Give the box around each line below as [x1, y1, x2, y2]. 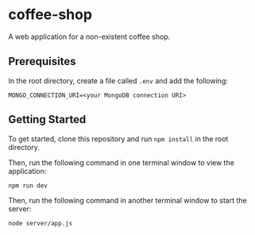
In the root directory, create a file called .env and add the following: [8, 75, 228, 85]
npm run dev [8, 181, 48, 190]
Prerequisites [8, 55, 76, 68]
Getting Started [8, 113, 87, 126]
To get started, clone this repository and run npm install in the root [8, 133, 229, 144]
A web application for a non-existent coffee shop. [8, 32, 171, 41]
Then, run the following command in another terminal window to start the [8, 195, 248, 205]
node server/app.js [8, 219, 73, 227]
